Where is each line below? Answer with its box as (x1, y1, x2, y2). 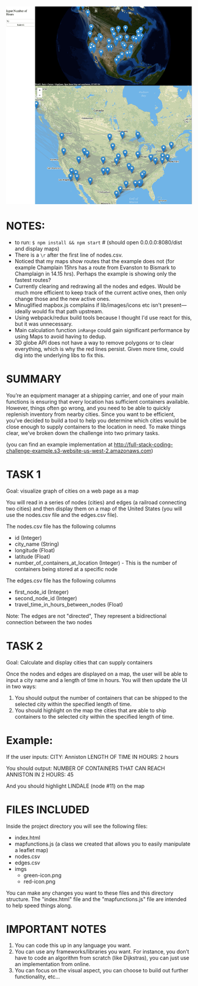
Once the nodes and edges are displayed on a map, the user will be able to (6, 670, 188, 677)
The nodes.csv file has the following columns (6, 523, 116, 530)
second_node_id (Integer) (14, 594, 78, 602)
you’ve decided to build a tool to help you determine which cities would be (6, 417, 187, 424)
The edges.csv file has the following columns (6, 576, 116, 584)
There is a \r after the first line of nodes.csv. (14, 251, 123, 258)
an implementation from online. (14, 961, 91, 968)
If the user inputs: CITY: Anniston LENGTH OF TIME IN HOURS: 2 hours (6, 753, 179, 760)
